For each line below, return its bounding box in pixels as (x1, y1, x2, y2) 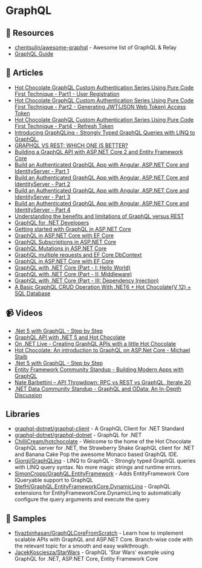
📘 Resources (5, 28, 54, 38)
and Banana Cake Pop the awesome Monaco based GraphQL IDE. (14, 451, 179, 458)
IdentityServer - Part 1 (14, 167, 70, 174)
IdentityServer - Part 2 (14, 180, 71, 188)
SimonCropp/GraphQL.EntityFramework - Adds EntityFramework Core (14, 470, 190, 477)
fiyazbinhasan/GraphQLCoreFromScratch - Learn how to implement (14, 529, 184, 537)
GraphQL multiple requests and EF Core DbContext (14, 251, 142, 258)
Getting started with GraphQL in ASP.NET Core (14, 225, 131, 233)
